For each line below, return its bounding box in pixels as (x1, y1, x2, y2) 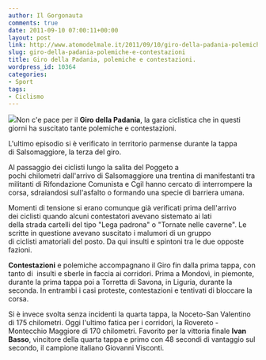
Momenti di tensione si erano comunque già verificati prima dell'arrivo (8, 203, 237, 213)
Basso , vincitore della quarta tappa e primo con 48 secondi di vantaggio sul (8, 335, 256, 344)
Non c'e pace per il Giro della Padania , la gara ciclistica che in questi (16, 116, 241, 125)
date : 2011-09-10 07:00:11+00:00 (8, 26, 119, 34)
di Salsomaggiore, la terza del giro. (8, 147, 122, 157)
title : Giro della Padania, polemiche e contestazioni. (8, 56, 196, 64)
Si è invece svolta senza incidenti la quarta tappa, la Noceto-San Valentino (8, 309, 251, 319)
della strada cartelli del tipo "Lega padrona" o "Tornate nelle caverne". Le (8, 220, 247, 229)
